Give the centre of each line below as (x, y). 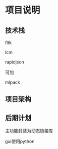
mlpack (13, 82)
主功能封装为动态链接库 (29, 131)
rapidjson (15, 62)
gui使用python (20, 141)
